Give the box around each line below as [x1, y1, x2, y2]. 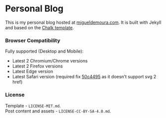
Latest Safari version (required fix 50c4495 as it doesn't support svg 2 [12, 74, 157, 80]
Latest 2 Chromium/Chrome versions [12, 58, 88, 64]
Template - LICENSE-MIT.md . [5, 103, 61, 109]
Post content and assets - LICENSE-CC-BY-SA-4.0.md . [5, 108, 111, 114]
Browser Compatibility [5, 37, 60, 44]
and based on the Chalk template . [5, 24, 74, 30]
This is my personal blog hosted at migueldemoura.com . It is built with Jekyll [5, 19, 162, 25]
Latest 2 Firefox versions [12, 63, 63, 69]
